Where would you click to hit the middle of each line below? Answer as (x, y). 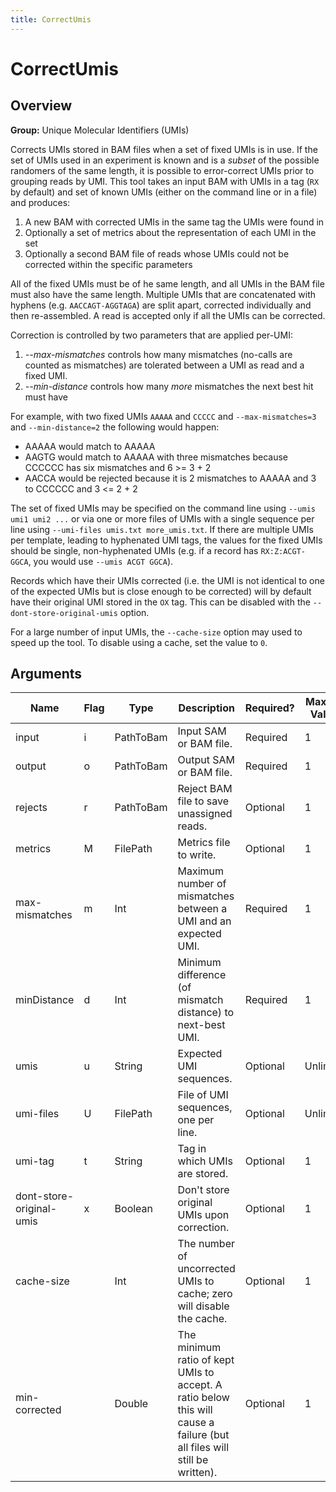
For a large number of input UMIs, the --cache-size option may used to (156, 632)
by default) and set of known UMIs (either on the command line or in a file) (164, 192)
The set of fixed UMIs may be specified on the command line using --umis (163, 508)
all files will (203, 1448)
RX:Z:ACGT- (283, 551)
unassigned (205, 814)
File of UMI (203, 1095)
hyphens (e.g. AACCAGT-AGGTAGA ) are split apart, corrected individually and (161, 305)
